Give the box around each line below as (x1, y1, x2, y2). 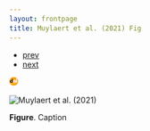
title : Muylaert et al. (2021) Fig (9, 23, 142, 33)
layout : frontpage (9, 14, 78, 23)
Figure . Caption (9, 111, 67, 122)
